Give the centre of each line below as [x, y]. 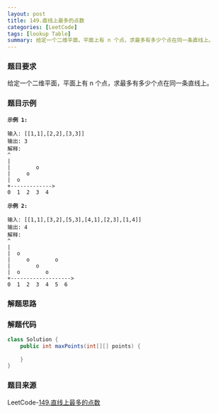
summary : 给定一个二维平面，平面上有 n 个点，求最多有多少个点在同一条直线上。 [111, 40]
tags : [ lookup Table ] [39, 34]
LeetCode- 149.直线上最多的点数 [54, 402]
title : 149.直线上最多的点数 [46, 21]
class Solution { [33, 339]
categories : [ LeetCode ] [42, 27]
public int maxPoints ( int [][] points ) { [80, 346]
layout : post [27, 14]
